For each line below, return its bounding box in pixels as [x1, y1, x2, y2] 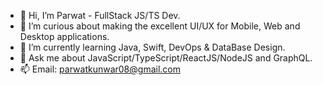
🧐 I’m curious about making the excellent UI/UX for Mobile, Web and [19, 20, 301, 32]
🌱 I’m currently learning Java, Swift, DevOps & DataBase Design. [19, 41, 286, 53]
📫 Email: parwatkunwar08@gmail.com [19, 63, 181, 75]
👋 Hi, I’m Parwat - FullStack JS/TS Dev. [19, 10, 181, 21]
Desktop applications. [19, 31, 110, 42]
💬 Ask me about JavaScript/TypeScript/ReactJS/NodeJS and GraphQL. [19, 52, 313, 64]
